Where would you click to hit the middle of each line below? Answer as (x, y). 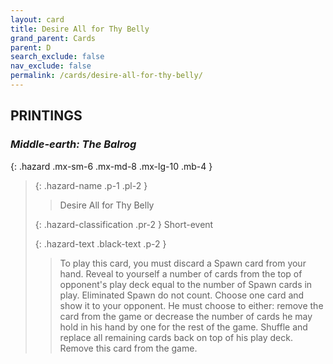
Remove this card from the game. (128, 348)
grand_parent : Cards (53, 38)
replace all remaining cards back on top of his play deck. (176, 337)
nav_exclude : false (51, 66)
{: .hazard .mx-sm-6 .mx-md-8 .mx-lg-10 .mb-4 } (111, 166)
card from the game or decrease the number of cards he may (186, 316)
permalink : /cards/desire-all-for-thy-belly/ (106, 76)
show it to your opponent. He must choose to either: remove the (191, 305)
